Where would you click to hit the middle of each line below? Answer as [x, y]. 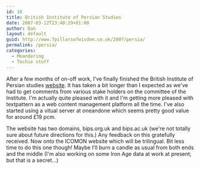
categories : [21, 51]
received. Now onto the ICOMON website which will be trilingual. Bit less [95, 141]
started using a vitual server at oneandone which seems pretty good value [98, 110]
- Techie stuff [30, 62]
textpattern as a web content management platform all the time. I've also [95, 104]
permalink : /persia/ [32, 45]
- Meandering [28, 56]
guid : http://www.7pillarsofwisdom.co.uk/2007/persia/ [76, 39]
